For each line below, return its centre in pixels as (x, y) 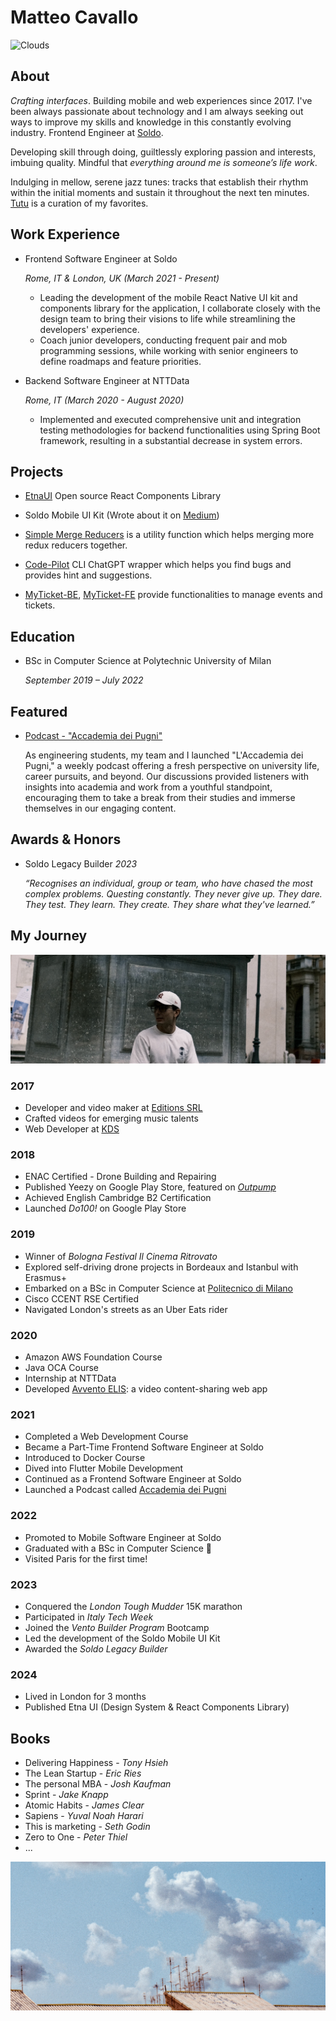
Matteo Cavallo (74, 17)
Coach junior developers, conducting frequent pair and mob (163, 340)
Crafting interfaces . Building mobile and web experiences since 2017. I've (161, 100)
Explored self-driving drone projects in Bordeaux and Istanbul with (161, 1267)
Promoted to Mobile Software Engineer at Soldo (123, 1537)
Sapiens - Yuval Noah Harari (84, 1816)
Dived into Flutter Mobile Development (104, 1468)
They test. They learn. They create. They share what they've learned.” (169, 904)
